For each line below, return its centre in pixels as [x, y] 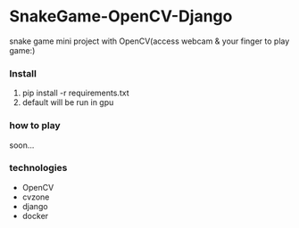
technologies [38, 168]
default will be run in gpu [68, 102]
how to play [35, 126]
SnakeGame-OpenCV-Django [121, 16]
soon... [22, 145]
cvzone [36, 197]
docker [35, 216]
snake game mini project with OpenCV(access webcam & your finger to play [149, 41]
